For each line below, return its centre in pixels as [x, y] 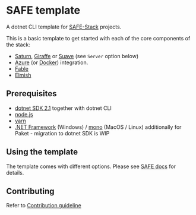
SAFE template [43, 10]
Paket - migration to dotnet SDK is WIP [62, 133]
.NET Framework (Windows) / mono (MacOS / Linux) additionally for [98, 127]
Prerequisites [31, 94]
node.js [24, 114]
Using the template [42, 152]
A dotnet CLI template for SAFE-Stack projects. [64, 27]
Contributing [30, 191]
